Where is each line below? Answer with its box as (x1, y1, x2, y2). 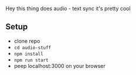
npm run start (13, 57, 49, 63)
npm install (13, 51, 43, 57)
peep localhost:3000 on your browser (13, 62, 106, 69)
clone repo (13, 37, 40, 45)
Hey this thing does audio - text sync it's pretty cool (5, 5, 131, 12)
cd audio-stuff (13, 45, 52, 50)
